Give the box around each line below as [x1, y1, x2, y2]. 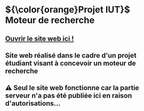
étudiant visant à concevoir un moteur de [5, 59, 136, 67]
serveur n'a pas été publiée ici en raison [5, 92, 132, 100]
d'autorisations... [5, 99, 61, 108]
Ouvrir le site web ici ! [5, 34, 74, 43]
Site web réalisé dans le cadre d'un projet [5, 51, 136, 60]
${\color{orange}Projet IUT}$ [5, 4, 130, 15]
